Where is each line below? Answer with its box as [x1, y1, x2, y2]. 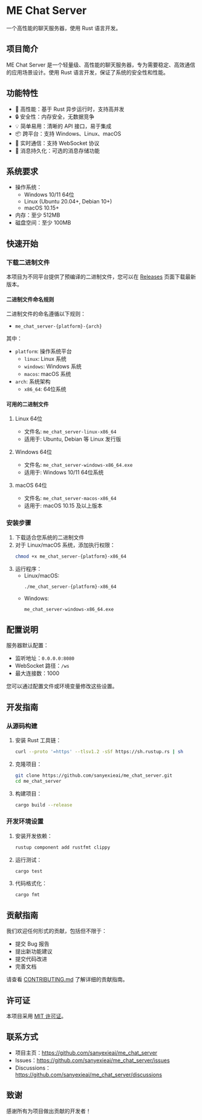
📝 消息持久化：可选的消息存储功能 [15, 147, 100, 154]
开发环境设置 [6, 817, 44, 826]
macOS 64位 [15, 482, 47, 489]
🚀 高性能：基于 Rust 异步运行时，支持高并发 [15, 105, 125, 113]
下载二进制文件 [6, 258, 50, 266]
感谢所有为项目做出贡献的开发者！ [6, 1107, 91, 1115]
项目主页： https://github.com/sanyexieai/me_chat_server [15, 1049, 158, 1056]
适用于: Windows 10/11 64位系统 [24, 469, 104, 476]
